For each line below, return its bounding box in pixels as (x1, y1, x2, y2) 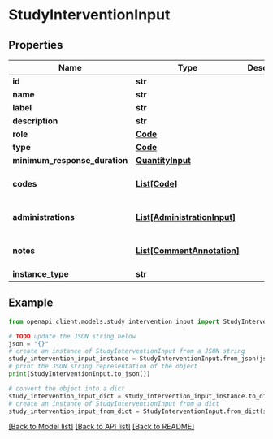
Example (8, 296, 54, 310)
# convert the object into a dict (8, 384, 126, 393)
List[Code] (135, 179, 178, 189)
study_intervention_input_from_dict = (8, 407, 140, 415)
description (12, 115, 58, 127)
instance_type (12, 269, 69, 279)
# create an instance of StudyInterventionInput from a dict (8, 399, 220, 407)
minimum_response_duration (12, 155, 128, 166)
